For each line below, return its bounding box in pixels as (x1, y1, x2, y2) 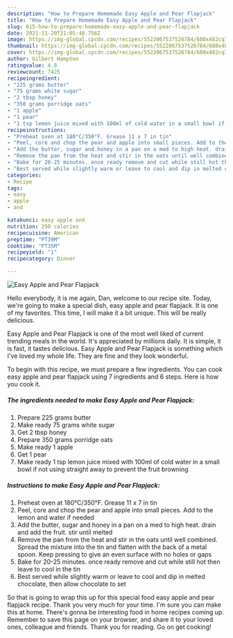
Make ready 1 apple (17, 443, 74, 451)
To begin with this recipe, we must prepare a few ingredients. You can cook (7, 366, 223, 373)
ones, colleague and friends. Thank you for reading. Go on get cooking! (7, 623, 212, 631)
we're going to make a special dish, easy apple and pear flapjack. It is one (7, 302, 218, 309)
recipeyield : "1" (7, 249, 58, 256)
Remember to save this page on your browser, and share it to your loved (7, 615, 214, 623)
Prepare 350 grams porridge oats (17, 435, 113, 443)
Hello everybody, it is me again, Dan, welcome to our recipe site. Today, (7, 294, 212, 302)
